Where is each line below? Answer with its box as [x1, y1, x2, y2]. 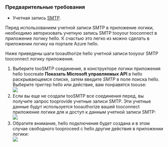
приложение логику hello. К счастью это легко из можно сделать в [5, 35, 150, 41]
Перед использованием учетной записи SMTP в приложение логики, [5, 25, 154, 31]
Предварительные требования [5, 4, 85, 11]
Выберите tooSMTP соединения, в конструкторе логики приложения [12, 65, 160, 71]
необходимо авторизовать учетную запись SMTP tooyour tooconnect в [5, 30, 157, 36]
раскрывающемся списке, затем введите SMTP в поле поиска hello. [12, 77, 159, 83]
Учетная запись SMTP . [12, 15, 61, 21]
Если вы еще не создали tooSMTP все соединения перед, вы [12, 93, 144, 99]
